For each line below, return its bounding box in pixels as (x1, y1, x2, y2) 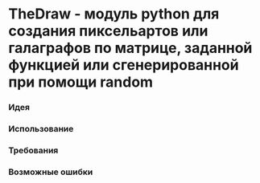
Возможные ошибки (8, 166, 93, 177)
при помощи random (8, 73, 154, 91)
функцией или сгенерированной (8, 56, 239, 75)
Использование (8, 124, 74, 135)
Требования (8, 144, 59, 156)
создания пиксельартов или (8, 22, 208, 40)
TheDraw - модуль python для (8, 5, 220, 23)
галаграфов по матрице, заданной (8, 39, 253, 57)
